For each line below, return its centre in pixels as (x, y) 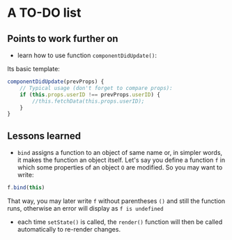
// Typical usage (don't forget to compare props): (96, 88)
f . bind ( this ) (26, 188)
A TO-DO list (44, 13)
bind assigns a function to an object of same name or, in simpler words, (120, 153)
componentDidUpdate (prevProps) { (56, 82)
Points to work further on (63, 39)
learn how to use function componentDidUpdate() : (87, 55)
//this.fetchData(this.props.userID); (88, 101)
